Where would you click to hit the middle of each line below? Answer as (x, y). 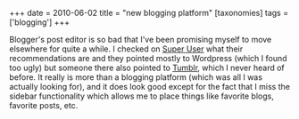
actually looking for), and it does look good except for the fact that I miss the (149, 87)
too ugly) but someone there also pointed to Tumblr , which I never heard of (147, 67)
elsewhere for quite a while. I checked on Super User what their (126, 49)
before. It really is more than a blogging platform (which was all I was (136, 77)
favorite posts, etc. (44, 105)
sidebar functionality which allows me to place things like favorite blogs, (141, 96)
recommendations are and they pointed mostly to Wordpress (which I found (148, 58)
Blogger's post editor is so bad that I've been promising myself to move (141, 40)
